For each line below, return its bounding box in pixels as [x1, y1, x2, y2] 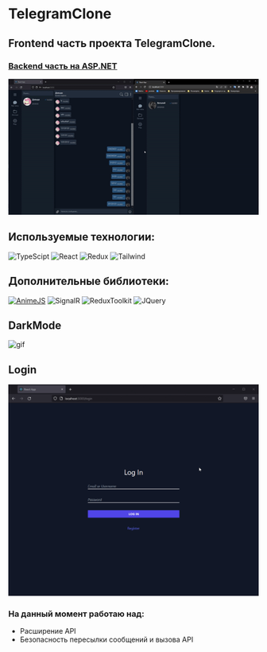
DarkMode [8, 318, 62, 332]
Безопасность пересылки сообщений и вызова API [19, 634, 194, 645]
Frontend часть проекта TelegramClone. [8, 37, 216, 50]
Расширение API [19, 627, 77, 636]
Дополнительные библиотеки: [8, 275, 169, 288]
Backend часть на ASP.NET [8, 61, 118, 72]
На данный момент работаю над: [8, 608, 145, 619]
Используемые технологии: [8, 230, 155, 244]
